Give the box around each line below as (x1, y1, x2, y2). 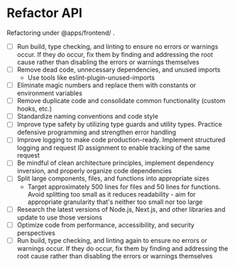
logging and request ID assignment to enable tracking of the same (16, 143, 211, 152)
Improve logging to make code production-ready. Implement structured (16, 136, 226, 144)
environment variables (16, 89, 83, 97)
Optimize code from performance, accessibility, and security (16, 220, 195, 229)
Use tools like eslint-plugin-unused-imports (27, 73, 155, 82)
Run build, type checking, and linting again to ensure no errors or (16, 236, 207, 244)
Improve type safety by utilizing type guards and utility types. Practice (16, 120, 222, 129)
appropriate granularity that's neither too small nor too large (27, 197, 203, 206)
